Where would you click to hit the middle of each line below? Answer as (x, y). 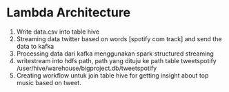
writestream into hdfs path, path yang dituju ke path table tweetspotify (116, 60)
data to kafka (35, 46)
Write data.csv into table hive (58, 32)
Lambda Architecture (69, 13)
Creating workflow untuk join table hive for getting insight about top (112, 75)
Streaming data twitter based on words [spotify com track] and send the (119, 38)
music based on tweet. (49, 82)
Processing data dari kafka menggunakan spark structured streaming (115, 54)
